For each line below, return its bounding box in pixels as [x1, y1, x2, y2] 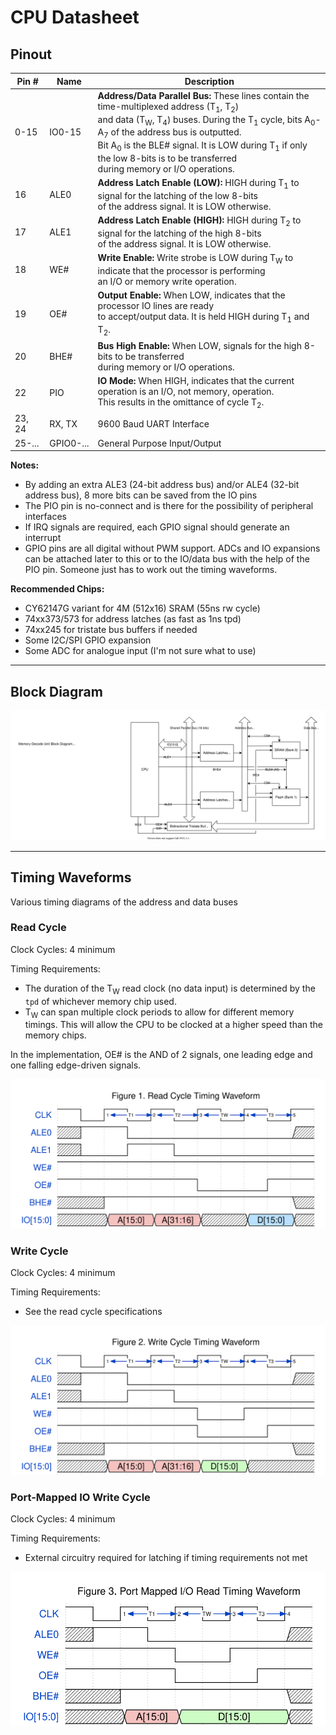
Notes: [10, 459, 40, 471]
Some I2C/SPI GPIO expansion [24, 634, 152, 646]
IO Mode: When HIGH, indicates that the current [97, 375, 295, 387]
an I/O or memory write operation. [97, 276, 237, 288]
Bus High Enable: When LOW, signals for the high [97, 340, 302, 352]
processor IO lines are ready [97, 300, 215, 312]
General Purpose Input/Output [97, 437, 222, 449]
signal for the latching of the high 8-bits [97, 227, 262, 240]
